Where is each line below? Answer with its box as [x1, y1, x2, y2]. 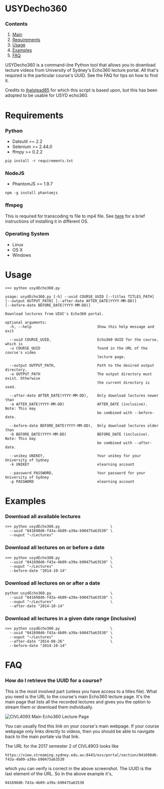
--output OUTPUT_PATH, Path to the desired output [9, 363, 154, 368]
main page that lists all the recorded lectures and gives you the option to [5, 699, 151, 704]
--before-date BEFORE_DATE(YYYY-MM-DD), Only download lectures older [9, 423, 159, 428]
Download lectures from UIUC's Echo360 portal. [5, 311, 104, 316]
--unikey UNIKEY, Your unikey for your [9, 453, 141, 458]
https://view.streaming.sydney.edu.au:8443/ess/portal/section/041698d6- [5, 753, 159, 758]
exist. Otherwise [5, 376, 41, 381]
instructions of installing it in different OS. [5, 218, 89, 224]
